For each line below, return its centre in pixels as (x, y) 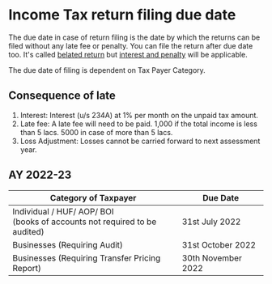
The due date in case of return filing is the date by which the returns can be (134, 37)
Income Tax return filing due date (122, 15)
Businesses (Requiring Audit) (68, 244)
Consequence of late (62, 96)
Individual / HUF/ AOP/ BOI (64, 211)
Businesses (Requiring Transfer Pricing (87, 258)
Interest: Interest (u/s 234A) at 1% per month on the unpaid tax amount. (139, 115)
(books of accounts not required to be (85, 222)
